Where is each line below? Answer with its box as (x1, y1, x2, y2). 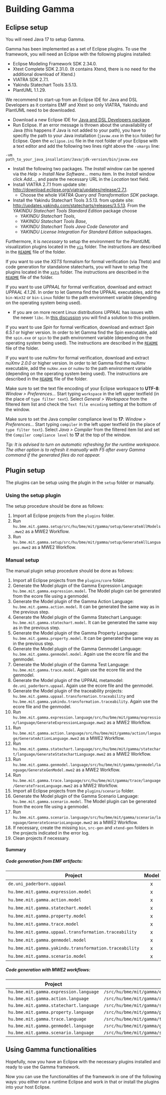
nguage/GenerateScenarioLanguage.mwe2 (12, 821, 93, 826)
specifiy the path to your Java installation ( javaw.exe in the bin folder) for (12, 133, 161, 138)
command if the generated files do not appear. (5, 452, 100, 458)
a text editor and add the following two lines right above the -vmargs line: (12, 143, 160, 149)
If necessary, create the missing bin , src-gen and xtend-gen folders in (12, 825, 154, 831)
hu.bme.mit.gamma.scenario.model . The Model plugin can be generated (12, 798, 157, 804)
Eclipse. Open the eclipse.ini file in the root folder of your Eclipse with (12, 138, 158, 144)
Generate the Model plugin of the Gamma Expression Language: (12, 583, 143, 589)
